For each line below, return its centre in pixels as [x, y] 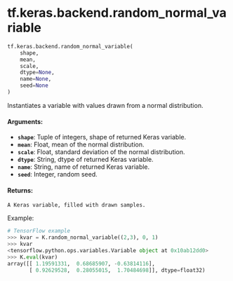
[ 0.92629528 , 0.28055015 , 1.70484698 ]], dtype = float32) [117, 270]
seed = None [34, 85]
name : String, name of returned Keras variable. [84, 167]
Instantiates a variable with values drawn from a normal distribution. [105, 105]
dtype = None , [37, 73]
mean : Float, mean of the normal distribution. [81, 144]
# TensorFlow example [39, 231]
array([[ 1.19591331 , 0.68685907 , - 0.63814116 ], [81, 263]
